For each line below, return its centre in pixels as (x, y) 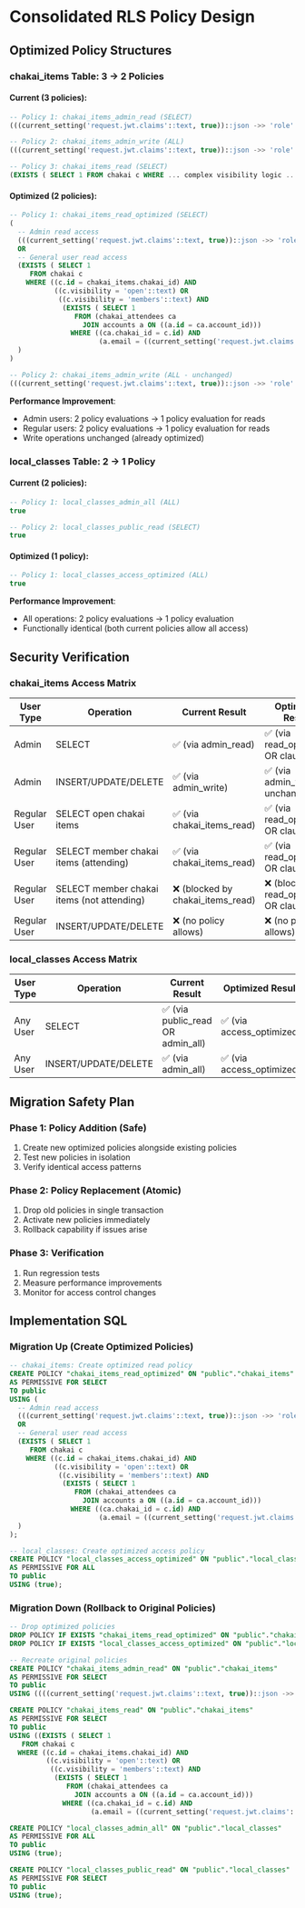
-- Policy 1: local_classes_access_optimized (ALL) (109, 575)
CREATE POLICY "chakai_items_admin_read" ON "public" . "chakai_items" (144, 1668)
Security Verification (69, 657)
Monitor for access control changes (89, 1292)
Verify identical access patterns (82, 1166)
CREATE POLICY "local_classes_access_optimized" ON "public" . (129, 1559)
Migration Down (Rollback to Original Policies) (113, 1608)
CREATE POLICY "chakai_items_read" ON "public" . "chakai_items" (132, 1711)
